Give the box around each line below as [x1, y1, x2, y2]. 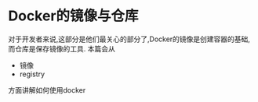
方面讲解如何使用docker [8, 85, 86, 94]
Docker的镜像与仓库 [8, 7, 139, 25]
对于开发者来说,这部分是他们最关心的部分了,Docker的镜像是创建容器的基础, [8, 34, 251, 44]
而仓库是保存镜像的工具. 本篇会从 [8, 44, 115, 53]
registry [19, 69, 45, 79]
